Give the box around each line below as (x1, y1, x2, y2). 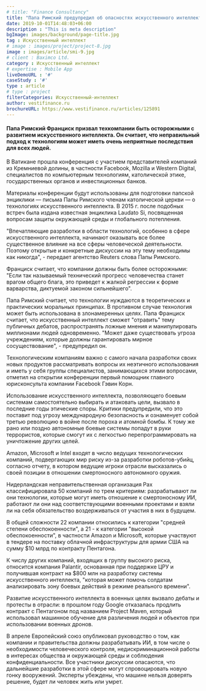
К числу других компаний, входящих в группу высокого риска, (6, 556, 172, 564)
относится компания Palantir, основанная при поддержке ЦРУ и (6, 563, 174, 570)
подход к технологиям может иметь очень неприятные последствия (6, 138, 193, 145)
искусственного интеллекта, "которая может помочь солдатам (6, 576, 173, 583)
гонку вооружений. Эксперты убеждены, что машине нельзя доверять (6, 671, 193, 679)
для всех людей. (6, 145, 51, 152)
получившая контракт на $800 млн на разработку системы (6, 569, 162, 576)
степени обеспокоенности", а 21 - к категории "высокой (6, 525, 154, 532)
